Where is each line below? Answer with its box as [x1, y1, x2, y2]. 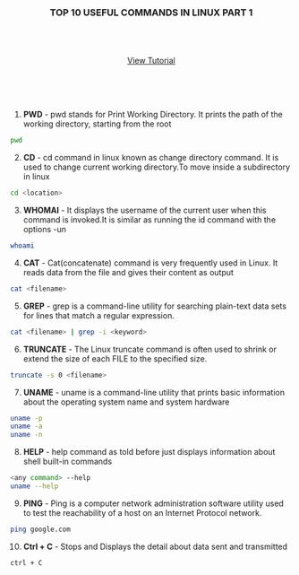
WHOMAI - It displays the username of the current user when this [22, 205, 267, 216]
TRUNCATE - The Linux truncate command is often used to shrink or [22, 344, 277, 354]
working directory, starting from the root [22, 118, 172, 129]
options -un [22, 224, 66, 235]
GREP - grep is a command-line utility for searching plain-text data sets [22, 301, 287, 311]
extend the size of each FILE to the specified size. [22, 353, 208, 364]
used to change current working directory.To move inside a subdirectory [22, 161, 290, 172]
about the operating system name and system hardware [22, 396, 230, 407]
